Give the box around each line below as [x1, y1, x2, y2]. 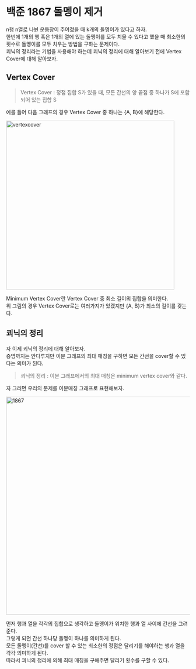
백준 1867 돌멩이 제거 [6, 5, 103, 19]
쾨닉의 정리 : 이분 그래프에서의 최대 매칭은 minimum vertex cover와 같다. [20, 372, 188, 379]
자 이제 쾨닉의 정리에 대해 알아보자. [6, 345, 86, 352]
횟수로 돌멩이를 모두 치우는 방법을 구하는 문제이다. [6, 40, 120, 47]
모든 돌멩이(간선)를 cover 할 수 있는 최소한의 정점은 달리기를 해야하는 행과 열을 [6, 642, 185, 649]
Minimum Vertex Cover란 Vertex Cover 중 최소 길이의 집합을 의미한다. [6, 295, 169, 302]
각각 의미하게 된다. [6, 649, 48, 656]
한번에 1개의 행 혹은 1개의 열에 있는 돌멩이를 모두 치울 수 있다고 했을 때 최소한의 [6, 33, 185, 40]
